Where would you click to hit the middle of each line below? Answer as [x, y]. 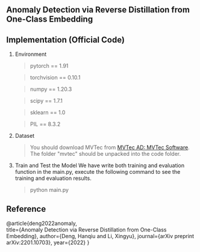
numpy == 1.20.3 [51, 89]
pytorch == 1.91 [49, 66]
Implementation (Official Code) [66, 39]
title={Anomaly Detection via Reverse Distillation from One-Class [86, 230]
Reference [26, 209]
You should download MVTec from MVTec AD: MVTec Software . [110, 147]
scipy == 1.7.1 [46, 101]
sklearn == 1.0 [48, 112]
